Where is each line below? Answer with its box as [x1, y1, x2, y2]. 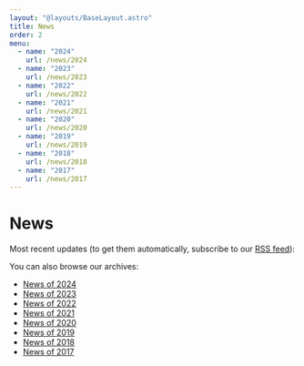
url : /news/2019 [25, 140, 88, 149]
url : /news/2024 [25, 56, 88, 65]
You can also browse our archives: [9, 261, 139, 272]
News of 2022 [22, 298, 76, 310]
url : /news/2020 [25, 124, 88, 133]
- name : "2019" [17, 132, 76, 141]
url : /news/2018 [25, 157, 88, 167]
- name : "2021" [17, 97, 76, 107]
